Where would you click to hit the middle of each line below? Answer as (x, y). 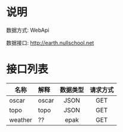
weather (21, 119)
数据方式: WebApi (28, 30)
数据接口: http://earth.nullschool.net (50, 43)
